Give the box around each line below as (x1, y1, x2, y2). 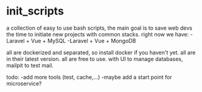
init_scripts (6, 4, 64, 18)
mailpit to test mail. (6, 62, 54, 69)
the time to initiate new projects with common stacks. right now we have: (6, 30, 189, 38)
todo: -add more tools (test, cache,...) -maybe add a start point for (6, 73, 172, 80)
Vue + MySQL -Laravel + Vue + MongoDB (30, 37, 136, 44)
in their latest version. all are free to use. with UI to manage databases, (6, 55, 184, 62)
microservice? (6, 80, 42, 87)
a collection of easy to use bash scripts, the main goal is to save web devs (6, 24, 193, 31)
